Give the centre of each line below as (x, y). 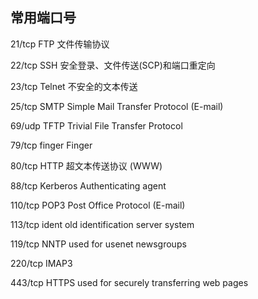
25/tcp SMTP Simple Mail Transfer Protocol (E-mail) (117, 106)
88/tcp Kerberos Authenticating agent (88, 185)
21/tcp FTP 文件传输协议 (60, 44)
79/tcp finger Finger (51, 145)
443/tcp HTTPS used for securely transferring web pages (129, 282)
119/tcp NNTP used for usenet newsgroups (98, 244)
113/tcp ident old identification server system (102, 224)
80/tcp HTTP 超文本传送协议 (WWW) (86, 165)
